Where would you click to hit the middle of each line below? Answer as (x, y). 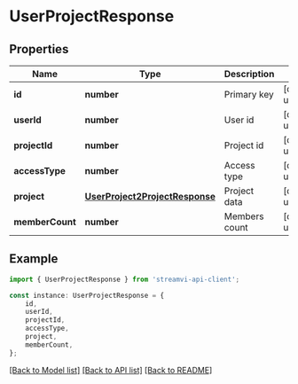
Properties (39, 49)
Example (34, 259)
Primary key (249, 94)
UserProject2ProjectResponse (150, 196)
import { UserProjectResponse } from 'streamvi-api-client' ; (125, 279)
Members (244, 216)
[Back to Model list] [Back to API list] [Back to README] (111, 370)
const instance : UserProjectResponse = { (87, 295)
